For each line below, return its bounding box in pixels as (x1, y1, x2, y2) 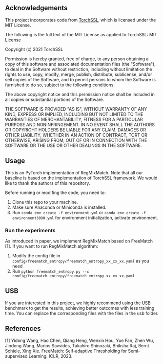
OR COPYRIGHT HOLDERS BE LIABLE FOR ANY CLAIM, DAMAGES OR (5, 127, 146, 133)
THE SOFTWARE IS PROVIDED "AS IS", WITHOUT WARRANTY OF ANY (5, 106, 147, 112)
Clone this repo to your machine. (12, 199, 78, 205)
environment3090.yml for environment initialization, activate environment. (12, 215, 158, 220)
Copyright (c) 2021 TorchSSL (5, 46, 63, 52)
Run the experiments (5, 227, 56, 234)
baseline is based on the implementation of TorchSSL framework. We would (5, 175, 158, 181)
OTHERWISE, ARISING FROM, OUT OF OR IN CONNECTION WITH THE (5, 137, 147, 143)
